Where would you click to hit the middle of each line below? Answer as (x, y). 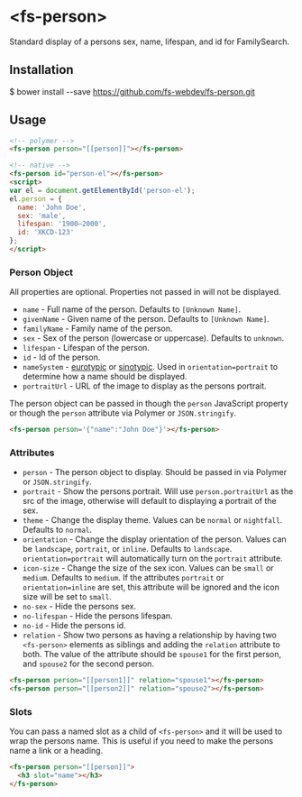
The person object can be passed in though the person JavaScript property (149, 404)
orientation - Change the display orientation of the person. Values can (154, 539)
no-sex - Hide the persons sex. (79, 607)
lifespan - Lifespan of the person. (86, 348)
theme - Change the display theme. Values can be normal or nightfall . (152, 520)
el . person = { (36, 199)
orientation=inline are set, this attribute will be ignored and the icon (151, 587)
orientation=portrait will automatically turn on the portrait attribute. (152, 559)
